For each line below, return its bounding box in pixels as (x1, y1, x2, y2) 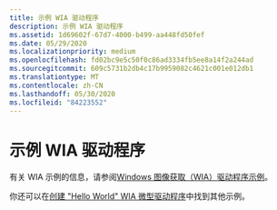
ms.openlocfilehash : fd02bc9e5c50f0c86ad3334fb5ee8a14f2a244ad (9, 55, 254, 65)
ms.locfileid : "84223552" (9, 97, 107, 107)
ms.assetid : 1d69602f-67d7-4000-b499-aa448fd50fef (9, 30, 205, 39)
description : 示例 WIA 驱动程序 (9, 22, 124, 31)
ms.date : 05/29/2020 (9, 38, 88, 48)
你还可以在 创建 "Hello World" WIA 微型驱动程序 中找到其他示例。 (9, 191, 250, 202)
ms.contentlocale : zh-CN (9, 81, 104, 90)
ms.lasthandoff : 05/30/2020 (9, 89, 116, 98)
